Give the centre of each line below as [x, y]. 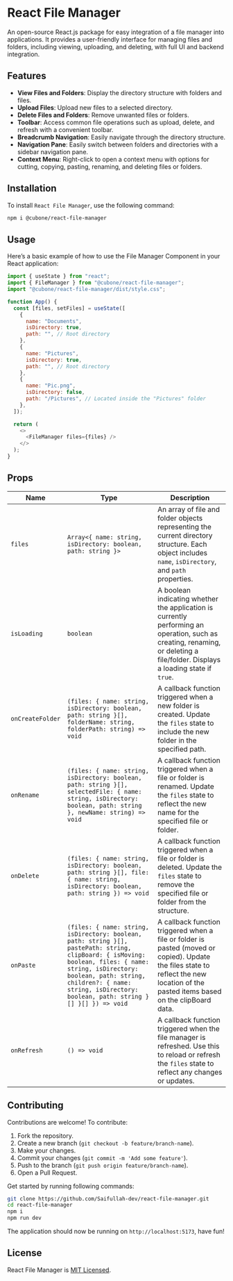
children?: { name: [99, 982]
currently [172, 616]
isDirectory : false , [55, 392]
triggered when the [188, 1028]
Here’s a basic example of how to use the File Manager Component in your [114, 256]
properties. [175, 579]
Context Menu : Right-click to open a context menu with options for [113, 159]
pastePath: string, [99, 948]
